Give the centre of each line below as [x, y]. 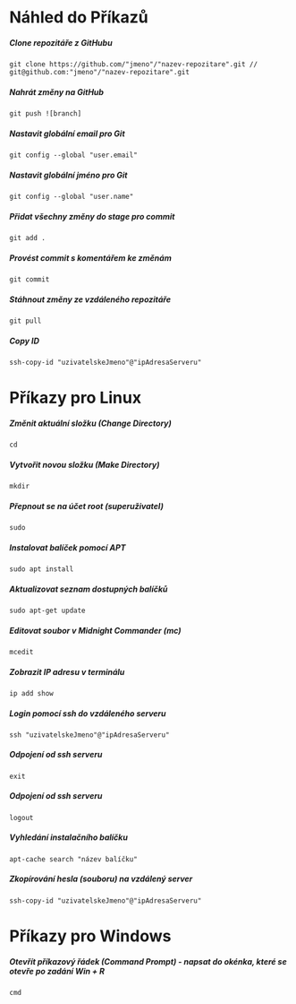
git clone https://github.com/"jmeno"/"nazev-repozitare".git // [133, 65]
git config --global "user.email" [74, 155]
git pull [25, 321]
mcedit [21, 652]
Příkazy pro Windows [90, 936]
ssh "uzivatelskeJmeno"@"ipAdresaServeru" [89, 735]
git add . [28, 238]
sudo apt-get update [48, 610]
